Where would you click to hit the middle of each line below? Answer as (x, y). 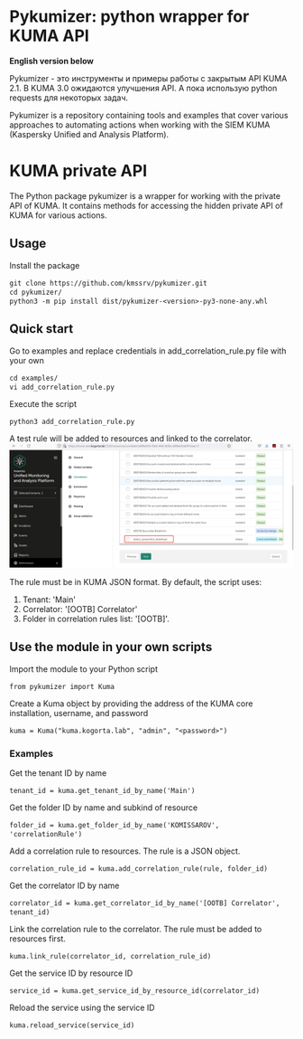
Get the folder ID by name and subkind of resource (104, 808)
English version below (52, 61)
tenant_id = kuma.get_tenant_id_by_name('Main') (102, 791)
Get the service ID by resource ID (71, 973)
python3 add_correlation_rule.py (72, 421)
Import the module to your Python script (84, 669)
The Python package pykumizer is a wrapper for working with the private (145, 195)
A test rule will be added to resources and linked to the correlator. (131, 438)
